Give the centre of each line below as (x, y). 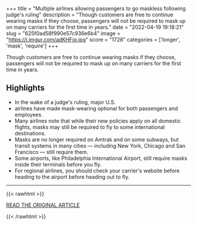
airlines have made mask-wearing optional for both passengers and (96, 108)
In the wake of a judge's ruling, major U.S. (65, 102)
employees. (28, 114)
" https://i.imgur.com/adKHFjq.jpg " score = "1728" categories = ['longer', (93, 40)
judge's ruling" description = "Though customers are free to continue (90, 15)
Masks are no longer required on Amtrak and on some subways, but (96, 139)
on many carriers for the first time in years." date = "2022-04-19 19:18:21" (95, 27)
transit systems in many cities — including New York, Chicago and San (100, 145)
